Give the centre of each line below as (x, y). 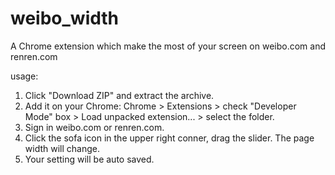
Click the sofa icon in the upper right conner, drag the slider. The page (169, 138)
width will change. (62, 148)
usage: (24, 76)
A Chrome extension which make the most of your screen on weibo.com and (168, 46)
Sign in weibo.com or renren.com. (94, 127)
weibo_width (65, 18)
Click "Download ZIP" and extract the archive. (119, 95)
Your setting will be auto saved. (89, 159)
